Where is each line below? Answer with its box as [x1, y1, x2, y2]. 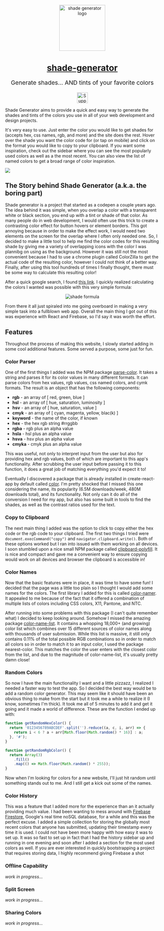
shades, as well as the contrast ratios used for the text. [5, 502, 116, 508]
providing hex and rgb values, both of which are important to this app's [5, 456, 148, 462]
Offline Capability [5, 862, 48, 869]
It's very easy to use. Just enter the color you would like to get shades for [5, 127, 154, 133]
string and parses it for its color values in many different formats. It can [5, 374, 148, 380]
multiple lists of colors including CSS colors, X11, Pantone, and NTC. [5, 601, 142, 606]
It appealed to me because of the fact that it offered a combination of [5, 595, 144, 602]
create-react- [127, 476, 155, 482]
